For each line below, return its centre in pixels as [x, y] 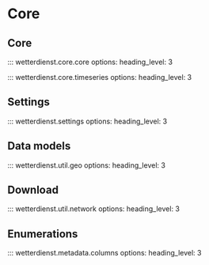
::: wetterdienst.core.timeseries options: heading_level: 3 [100, 77]
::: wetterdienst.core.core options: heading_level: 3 [90, 62]
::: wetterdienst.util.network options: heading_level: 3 [93, 209]
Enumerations [43, 234]
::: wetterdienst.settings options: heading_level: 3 [87, 121]
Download [33, 190]
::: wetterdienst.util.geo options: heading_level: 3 [86, 165]
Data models [39, 146]
